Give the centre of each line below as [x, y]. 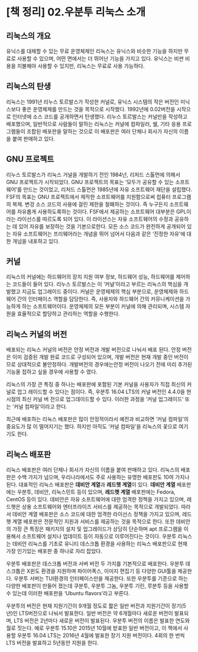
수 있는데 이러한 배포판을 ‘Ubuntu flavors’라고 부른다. [68, 593]
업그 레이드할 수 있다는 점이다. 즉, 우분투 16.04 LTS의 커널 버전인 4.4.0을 [101, 392]
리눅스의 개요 [29, 36]
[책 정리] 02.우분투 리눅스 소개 [76, 12]
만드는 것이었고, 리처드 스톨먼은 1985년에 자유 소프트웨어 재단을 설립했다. [108, 189]
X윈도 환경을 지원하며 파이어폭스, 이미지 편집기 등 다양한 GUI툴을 [101, 571]
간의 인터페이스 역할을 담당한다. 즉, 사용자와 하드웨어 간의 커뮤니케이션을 [100, 299]
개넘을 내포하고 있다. [36, 241]
